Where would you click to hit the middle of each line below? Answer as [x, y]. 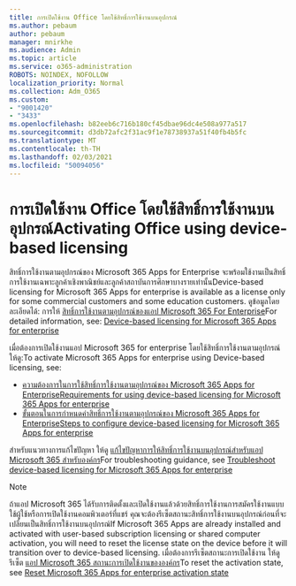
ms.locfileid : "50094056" [57, 165]
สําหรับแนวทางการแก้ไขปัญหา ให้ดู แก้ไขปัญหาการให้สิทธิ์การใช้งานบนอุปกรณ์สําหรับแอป [136, 450]
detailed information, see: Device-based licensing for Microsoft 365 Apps [143, 321]
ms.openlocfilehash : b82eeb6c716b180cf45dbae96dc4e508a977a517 [128, 125]
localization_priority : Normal [67, 83]
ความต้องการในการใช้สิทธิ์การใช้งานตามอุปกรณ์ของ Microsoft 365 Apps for [138, 384]
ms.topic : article [43, 58]
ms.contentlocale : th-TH [55, 148]
